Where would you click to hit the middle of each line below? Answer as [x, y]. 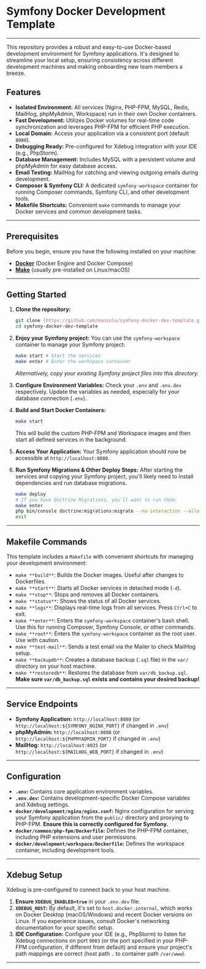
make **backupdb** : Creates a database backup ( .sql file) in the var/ [102, 659]
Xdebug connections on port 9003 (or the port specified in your [94, 941]
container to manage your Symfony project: [70, 345]
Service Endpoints [42, 704]
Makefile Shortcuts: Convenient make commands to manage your [98, 205]
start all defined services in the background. [71, 439]
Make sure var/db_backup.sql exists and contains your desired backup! [107, 679]
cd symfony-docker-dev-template [56, 326]
